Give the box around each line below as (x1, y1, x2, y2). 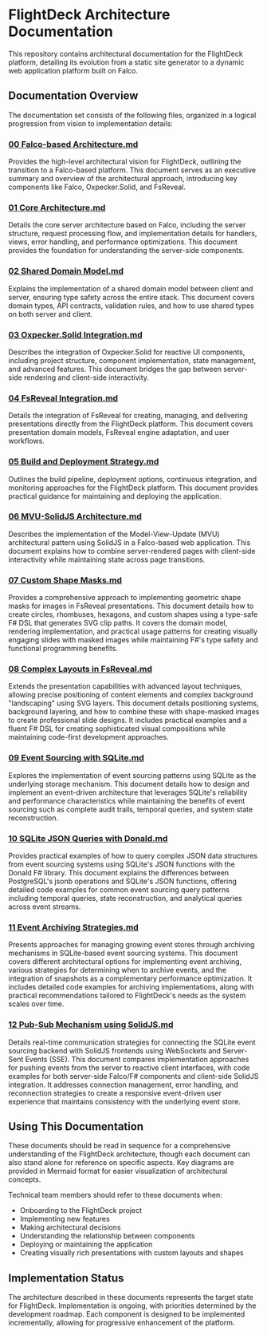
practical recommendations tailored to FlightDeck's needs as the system (8, 991, 246, 1001)
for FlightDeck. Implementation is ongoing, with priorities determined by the (8, 1301, 257, 1310)
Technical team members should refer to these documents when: (8, 1191, 222, 1200)
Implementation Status (8, 1271, 124, 1285)
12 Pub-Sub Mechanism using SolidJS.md (8, 1019, 174, 1030)
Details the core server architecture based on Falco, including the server (8, 220, 246, 230)
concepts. (8, 1175, 41, 1184)
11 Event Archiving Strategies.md (8, 922, 139, 933)
